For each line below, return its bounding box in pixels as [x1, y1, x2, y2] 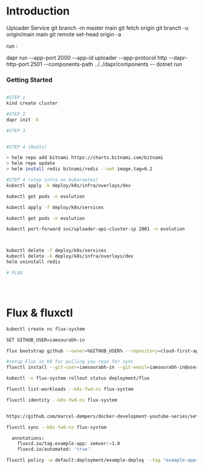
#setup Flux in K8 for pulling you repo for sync [6, 358, 134, 365]
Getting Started [6, 76, 53, 84]
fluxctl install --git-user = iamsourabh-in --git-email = [6, 364, 150, 370]
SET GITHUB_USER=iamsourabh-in [6, 337, 85, 343]
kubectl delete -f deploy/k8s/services [6, 248, 107, 254]
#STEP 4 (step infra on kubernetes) [6, 177, 98, 183]
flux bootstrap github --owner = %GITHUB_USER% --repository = [6, 348, 161, 354]
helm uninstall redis [6, 259, 61, 265]
